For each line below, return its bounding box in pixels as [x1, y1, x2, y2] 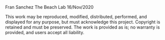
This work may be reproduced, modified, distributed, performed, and [5, 14, 147, 19]
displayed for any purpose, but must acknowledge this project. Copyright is [5, 19, 160, 25]
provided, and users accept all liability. [5, 30, 84, 35]
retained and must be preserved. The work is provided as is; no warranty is [5, 24, 160, 30]
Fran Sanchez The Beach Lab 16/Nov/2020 [5, 4, 94, 10]
